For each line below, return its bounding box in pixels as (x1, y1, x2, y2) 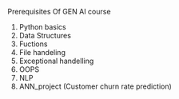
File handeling (18, 48, 66, 57)
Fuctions (18, 39, 48, 49)
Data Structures (18, 31, 71, 40)
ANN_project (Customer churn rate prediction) (18, 81, 173, 91)
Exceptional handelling (18, 56, 94, 65)
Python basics (18, 22, 67, 31)
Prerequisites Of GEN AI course (7, 7, 111, 16)
